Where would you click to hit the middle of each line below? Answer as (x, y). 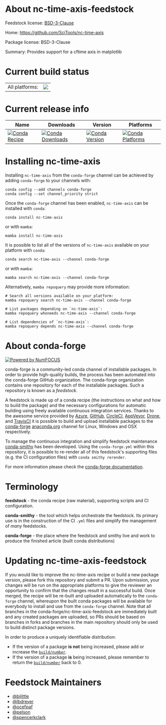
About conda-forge (45, 346)
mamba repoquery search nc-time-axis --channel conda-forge (68, 300)
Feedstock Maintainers (53, 682)
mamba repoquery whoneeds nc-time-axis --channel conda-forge (70, 313)
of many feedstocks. (26, 526)
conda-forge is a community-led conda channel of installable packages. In (81, 369)
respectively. (18, 431)
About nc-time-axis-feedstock (70, 9)
